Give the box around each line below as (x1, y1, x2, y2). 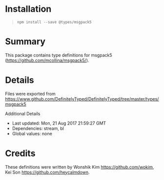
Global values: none (12, 130, 52, 136)
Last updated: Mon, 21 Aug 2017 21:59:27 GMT (12, 120, 106, 126)
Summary (5, 36, 45, 47)
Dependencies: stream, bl (12, 125, 64, 131)
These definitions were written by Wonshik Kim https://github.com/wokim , (5, 164, 154, 170)
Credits (5, 148, 36, 159)
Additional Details (5, 110, 41, 116)
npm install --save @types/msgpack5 (17, 20, 92, 25)
